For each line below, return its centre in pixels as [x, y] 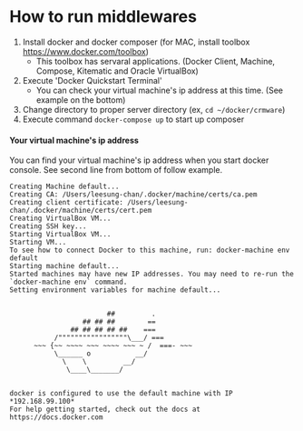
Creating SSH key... [49, 226]
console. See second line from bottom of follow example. [116, 170]
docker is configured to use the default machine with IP [121, 394]
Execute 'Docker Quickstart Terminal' [92, 80]
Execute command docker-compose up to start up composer [133, 119]
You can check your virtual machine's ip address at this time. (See [160, 90]
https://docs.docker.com [56, 417]
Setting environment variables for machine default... [115, 290]
